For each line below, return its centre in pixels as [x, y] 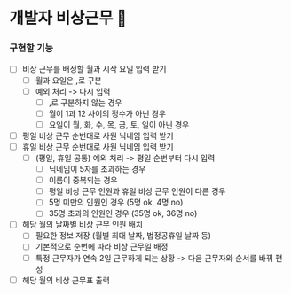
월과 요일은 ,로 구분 [68, 80]
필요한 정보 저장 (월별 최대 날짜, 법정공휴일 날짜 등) [123, 236]
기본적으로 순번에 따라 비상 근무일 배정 [102, 247]
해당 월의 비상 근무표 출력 [66, 280]
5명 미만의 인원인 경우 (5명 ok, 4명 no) [116, 202]
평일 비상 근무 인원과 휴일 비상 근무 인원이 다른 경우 [137, 191]
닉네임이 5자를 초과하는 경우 [97, 169]
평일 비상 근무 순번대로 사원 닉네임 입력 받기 [98, 135]
